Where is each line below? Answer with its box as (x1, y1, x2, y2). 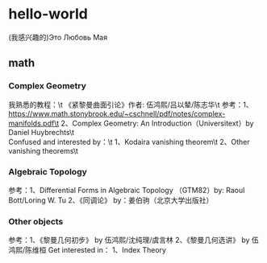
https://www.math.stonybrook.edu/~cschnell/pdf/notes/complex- (8, 109, 226, 118)
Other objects (8, 216, 64, 227)
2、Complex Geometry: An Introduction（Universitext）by (60, 118, 254, 128)
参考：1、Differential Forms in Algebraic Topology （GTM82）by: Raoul (8, 185, 245, 195)
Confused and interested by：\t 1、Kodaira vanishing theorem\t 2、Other (8, 137, 250, 146)
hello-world (8, 5, 89, 23)
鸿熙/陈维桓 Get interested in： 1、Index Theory (8, 245, 167, 255)
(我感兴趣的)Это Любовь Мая (8, 32, 107, 42)
